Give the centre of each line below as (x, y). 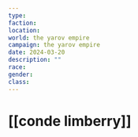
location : (24, 30)
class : (19, 82)
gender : (21, 74)
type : (17, 15)
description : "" (35, 60)
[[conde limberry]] (70, 121)
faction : (22, 23)
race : (17, 67)
